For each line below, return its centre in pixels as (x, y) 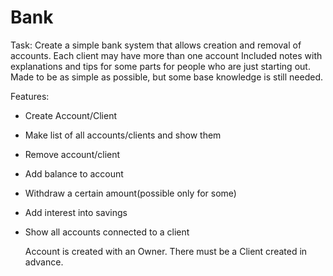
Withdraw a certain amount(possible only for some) (130, 193)
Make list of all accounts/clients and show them (123, 135)
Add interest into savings (76, 212)
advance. (44, 262)
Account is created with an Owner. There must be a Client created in (166, 251)
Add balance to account (74, 173)
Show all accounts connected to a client (107, 232)
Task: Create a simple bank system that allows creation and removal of (156, 45)
